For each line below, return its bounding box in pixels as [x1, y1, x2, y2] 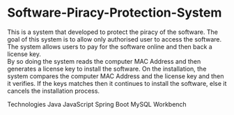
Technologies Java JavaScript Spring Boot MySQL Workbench [7, 100, 187, 108]
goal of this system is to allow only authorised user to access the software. [7, 35, 222, 43]
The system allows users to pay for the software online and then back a [7, 42, 212, 51]
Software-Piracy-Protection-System [7, 5, 222, 21]
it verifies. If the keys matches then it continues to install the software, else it [7, 79, 227, 87]
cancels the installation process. [7, 87, 100, 95]
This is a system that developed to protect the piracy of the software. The [7, 28, 218, 36]
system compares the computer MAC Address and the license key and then [7, 71, 224, 80]
